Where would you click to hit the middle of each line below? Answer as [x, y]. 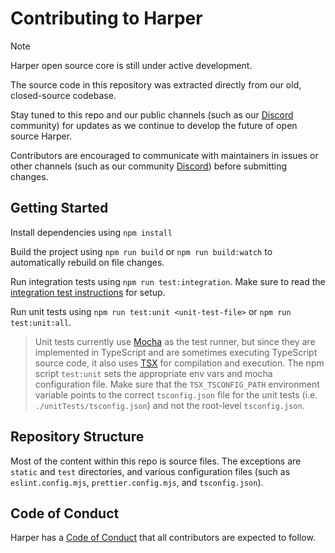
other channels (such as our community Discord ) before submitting [149, 166]
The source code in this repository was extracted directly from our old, [156, 84]
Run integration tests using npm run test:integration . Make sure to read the [168, 281]
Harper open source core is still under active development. [131, 65]
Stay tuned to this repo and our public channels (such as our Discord [152, 114]
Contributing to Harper [106, 18]
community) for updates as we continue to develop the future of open [154, 125]
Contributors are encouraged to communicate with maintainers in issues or [164, 155]
